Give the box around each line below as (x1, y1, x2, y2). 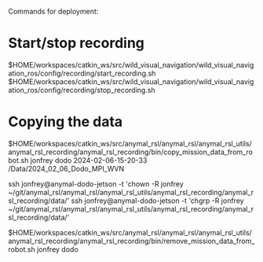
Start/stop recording (8, 35, 145, 52)
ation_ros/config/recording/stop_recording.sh (8, 85, 155, 94)
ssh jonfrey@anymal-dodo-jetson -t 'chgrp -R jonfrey (71, 196, 245, 205)
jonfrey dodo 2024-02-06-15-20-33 (30, 155, 148, 164)
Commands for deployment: (8, 7, 99, 16)
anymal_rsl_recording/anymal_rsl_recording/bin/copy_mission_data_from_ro (8, 147, 254, 157)
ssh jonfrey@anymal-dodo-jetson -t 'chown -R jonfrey (8, 179, 184, 188)
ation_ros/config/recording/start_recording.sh (8, 68, 156, 78)
